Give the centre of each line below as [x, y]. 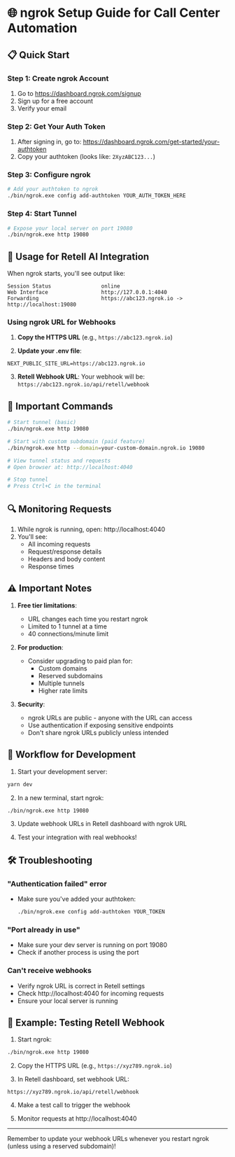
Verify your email [42, 108]
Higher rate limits [63, 690]
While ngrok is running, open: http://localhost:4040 [91, 529]
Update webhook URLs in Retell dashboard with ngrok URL [102, 824]
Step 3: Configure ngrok [49, 175]
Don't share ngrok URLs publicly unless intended [98, 732]
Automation [42, 28]
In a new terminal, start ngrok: [60, 798]
